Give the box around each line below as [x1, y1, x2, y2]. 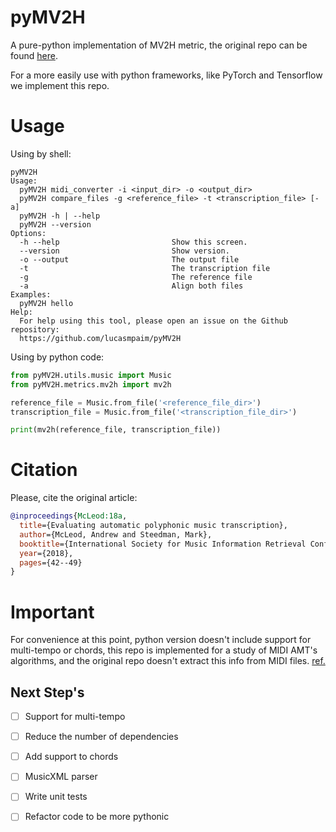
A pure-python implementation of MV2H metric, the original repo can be [10, 39, 308, 51]
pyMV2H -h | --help [19, 211, 101, 221]
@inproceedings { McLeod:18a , [10, 511, 128, 521]
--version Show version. [19, 246, 230, 256]
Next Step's [10, 684, 85, 701]
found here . [10, 49, 58, 61]
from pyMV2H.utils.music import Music [10, 370, 172, 380]
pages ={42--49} [19, 557, 83, 568]
